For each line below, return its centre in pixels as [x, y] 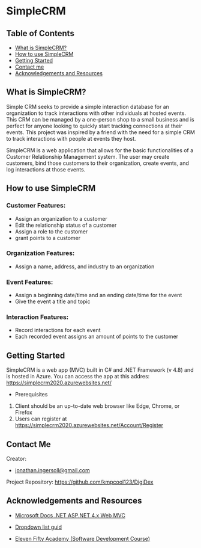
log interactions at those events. [46, 169]
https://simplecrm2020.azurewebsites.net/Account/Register [89, 425]
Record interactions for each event [58, 330]
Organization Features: [40, 253]
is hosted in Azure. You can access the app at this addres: [78, 377]
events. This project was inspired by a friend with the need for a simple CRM [100, 132]
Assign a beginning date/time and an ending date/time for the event [98, 295]
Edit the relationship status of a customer [66, 225]
